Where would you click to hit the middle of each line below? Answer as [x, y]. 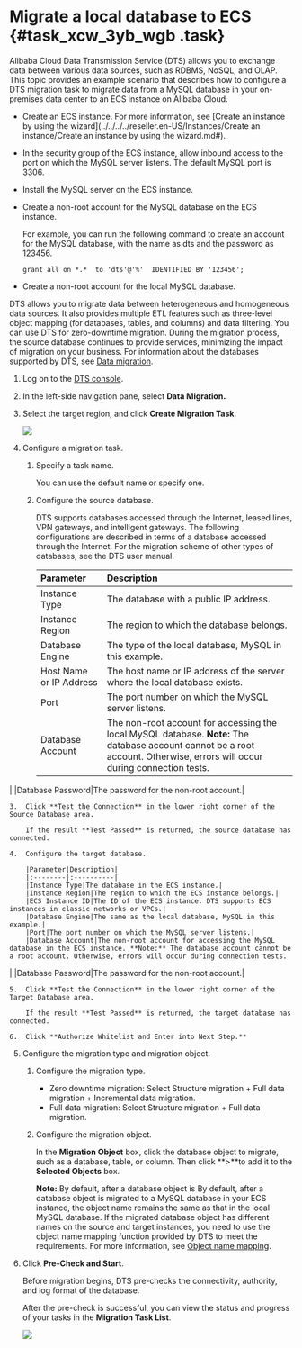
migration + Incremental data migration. [122, 1098]
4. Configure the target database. [78, 854]
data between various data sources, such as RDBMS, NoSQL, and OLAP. [143, 70]
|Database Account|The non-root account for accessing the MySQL [151, 940]
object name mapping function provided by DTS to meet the [147, 1236]
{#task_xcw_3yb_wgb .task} [117, 36]
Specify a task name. [75, 465]
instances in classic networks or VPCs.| [88, 909]
